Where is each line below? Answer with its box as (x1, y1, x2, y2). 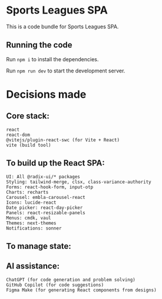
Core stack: (6, 111, 50, 121)
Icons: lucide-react (6, 200, 57, 205)
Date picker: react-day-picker (6, 204, 83, 211)
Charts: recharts (6, 189, 49, 195)
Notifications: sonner (6, 225, 62, 231)
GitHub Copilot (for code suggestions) (6, 282, 104, 288)
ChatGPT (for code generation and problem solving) (6, 277, 135, 283)
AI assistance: (6, 261, 60, 271)
